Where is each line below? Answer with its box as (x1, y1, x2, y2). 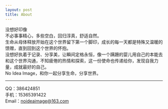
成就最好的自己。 (13, 63, 49, 70)
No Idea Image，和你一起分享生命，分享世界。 (5, 70, 101, 76)
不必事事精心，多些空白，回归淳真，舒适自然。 (5, 32, 101, 38)
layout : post (5, 7, 32, 12)
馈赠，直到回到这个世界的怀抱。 (5, 45, 71, 51)
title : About (5, 12, 32, 17)
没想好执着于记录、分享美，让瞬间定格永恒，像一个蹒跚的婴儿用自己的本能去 (5, 51, 163, 57)
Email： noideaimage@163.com (5, 98, 69, 104)
